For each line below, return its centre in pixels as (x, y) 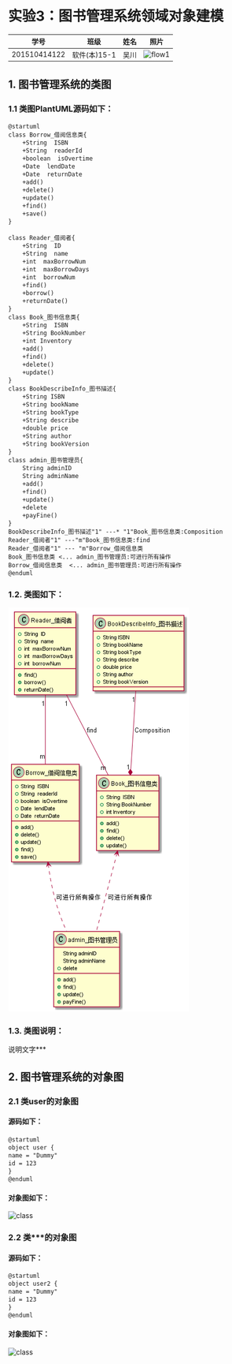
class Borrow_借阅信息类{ (48, 135)
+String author (47, 436)
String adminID (47, 468)
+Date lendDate (49, 166)
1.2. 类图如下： (36, 594)
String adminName (51, 476)
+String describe (51, 420)
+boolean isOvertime (57, 159)
